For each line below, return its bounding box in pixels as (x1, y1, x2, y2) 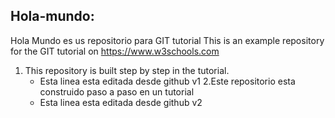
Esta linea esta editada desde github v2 (39, 96, 203, 108)
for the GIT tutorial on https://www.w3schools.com (10, 45, 220, 57)
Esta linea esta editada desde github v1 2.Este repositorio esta (39, 75, 296, 87)
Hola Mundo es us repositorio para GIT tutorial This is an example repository (10, 34, 325, 46)
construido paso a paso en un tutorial (39, 85, 195, 98)
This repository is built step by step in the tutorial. (24, 64, 230, 76)
